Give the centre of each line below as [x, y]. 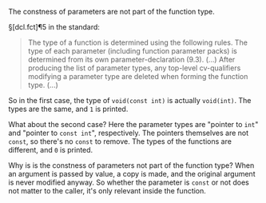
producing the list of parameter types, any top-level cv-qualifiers [134, 68]
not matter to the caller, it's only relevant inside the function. [107, 191]
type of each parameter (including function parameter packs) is [132, 51]
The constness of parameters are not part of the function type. [112, 12]
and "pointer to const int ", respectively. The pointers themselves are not [129, 133]
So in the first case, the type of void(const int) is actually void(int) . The [130, 100]
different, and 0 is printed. [51, 150]
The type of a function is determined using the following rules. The [137, 42]
